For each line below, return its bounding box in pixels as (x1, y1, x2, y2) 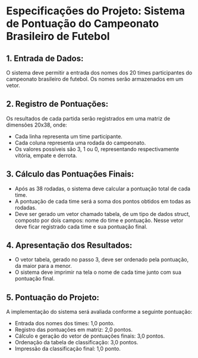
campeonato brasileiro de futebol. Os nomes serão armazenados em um (6, 76, 184, 82)
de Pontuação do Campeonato (6, 17, 159, 30)
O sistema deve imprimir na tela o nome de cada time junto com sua (14, 268, 181, 276)
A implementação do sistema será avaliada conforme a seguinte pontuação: (6, 308, 193, 316)
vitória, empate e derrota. (14, 152, 77, 159)
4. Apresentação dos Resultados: (6, 240, 133, 251)
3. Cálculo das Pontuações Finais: (6, 169, 134, 180)
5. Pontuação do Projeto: (6, 292, 100, 303)
